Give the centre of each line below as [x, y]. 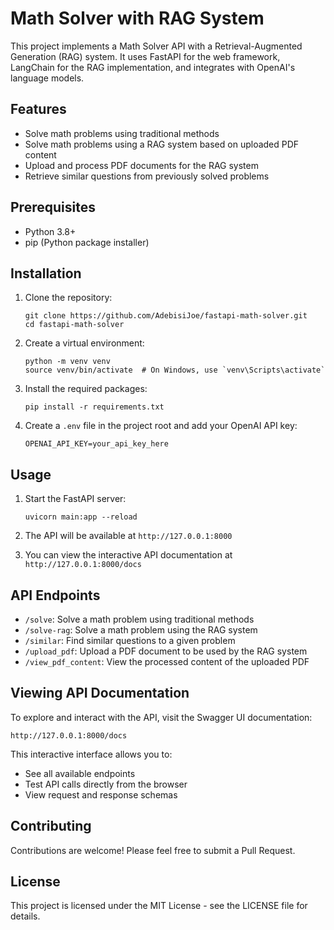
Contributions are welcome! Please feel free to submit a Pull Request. [153, 850]
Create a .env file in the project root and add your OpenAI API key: [161, 426]
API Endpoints [55, 595]
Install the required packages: [86, 389]
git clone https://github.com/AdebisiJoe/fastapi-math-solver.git [166, 316]
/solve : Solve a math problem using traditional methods [139, 619]
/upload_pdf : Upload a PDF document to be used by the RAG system [166, 651]
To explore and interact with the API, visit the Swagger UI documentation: [161, 717]
